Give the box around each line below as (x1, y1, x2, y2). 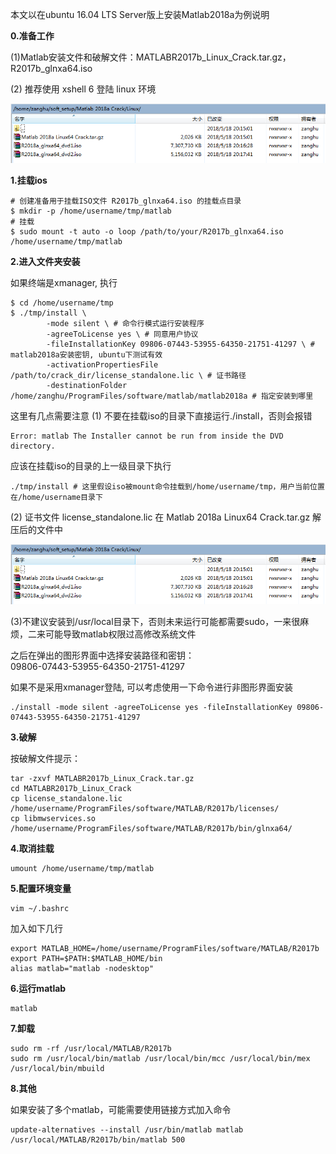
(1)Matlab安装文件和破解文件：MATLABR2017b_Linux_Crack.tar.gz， (10, 51, 292, 63)
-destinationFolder (46, 381, 128, 391)
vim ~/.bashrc (10, 903, 70, 913)
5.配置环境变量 (10, 882, 72, 894)
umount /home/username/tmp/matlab (10, 863, 155, 873)
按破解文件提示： (10, 752, 81, 764)
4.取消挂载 (10, 842, 55, 854)
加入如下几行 (10, 922, 63, 934)
